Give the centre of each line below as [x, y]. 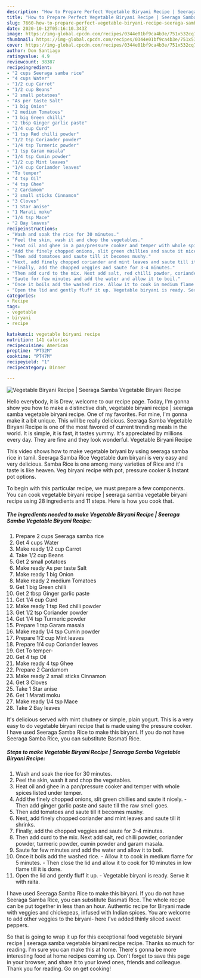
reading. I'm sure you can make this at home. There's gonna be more [92, 949]
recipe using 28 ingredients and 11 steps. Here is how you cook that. [90, 501]
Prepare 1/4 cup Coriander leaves [57, 644]
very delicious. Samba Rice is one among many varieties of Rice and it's [95, 464]
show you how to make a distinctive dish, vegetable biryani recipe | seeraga [100, 408]
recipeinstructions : [33, 229]
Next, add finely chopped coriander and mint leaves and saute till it [98, 818]
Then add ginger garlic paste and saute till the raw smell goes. [92, 805]
